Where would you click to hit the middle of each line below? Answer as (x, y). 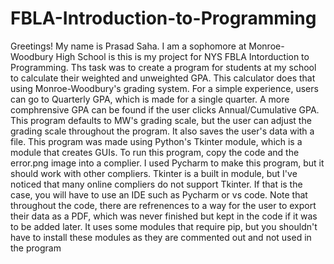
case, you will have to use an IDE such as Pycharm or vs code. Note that (159, 194)
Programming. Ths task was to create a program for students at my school (163, 67)
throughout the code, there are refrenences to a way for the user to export (163, 205)
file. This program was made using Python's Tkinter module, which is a (156, 141)
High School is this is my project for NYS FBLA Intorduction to (182, 56)
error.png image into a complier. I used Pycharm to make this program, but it (167, 163)
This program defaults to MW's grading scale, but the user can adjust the (161, 120)
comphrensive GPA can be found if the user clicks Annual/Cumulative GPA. (165, 109)
